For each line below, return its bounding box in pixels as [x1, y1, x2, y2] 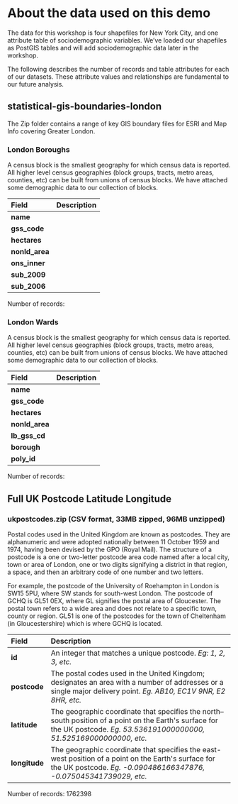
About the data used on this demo [7, 5, 211, 21]
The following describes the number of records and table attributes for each [7, 65, 229, 73]
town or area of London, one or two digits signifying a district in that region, [7, 561, 228, 569]
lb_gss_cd [11, 431, 46, 441]
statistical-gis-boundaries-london [7, 101, 162, 113]
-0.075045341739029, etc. [50, 771, 147, 781]
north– [202, 707, 225, 717]
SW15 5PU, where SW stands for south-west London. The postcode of [7, 589, 213, 598]
